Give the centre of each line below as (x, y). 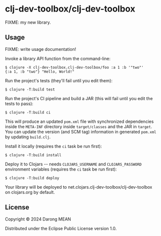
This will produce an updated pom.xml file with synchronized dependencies (79, 121)
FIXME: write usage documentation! (41, 49)
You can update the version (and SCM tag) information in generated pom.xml (81, 132)
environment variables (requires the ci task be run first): (61, 169)
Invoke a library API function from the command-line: (58, 59)
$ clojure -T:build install (33, 155)
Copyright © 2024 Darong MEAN (38, 219)
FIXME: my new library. (28, 22)
